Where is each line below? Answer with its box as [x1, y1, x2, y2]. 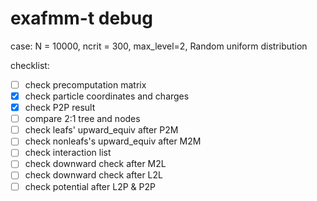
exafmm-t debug [10, 7, 153, 30]
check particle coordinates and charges [24, 90, 190, 102]
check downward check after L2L [24, 169, 163, 181]
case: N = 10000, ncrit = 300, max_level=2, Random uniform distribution [10, 40, 308, 52]
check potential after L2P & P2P [24, 180, 156, 192]
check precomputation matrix [24, 78, 147, 91]
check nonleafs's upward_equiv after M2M [24, 135, 202, 147]
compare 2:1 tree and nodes [24, 113, 141, 125]
